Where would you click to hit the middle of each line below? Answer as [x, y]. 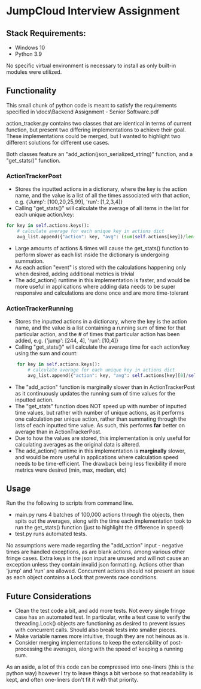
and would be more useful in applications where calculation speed [97, 457]
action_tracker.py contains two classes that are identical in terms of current [99, 123]
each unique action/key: [45, 215]
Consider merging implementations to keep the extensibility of [92, 643]
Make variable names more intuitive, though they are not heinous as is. [102, 636]
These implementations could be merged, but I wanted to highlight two [93, 136]
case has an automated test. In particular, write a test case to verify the [102, 617]
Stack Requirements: [46, 33]
